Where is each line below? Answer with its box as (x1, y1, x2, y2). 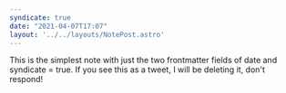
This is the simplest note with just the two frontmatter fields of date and (9, 55, 278, 66)
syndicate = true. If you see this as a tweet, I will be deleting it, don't (9, 64, 266, 75)
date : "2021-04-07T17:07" (9, 22, 107, 31)
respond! (9, 74, 44, 85)
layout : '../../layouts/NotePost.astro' (9, 30, 166, 39)
